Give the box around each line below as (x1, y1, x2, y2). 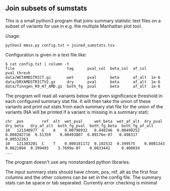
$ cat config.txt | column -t (5, 61, 70, 67)
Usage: (5, 33, 20, 39)
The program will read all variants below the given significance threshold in (5, 93, 163, 99)
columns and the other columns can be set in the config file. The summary (5, 174, 162, 180)
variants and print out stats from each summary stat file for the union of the (5, 103, 163, 110)
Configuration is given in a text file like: (5, 51, 87, 58)
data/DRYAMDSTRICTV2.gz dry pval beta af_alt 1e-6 (5, 79, 160, 85)
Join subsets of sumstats (5, 4, 88, 13)
